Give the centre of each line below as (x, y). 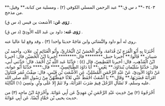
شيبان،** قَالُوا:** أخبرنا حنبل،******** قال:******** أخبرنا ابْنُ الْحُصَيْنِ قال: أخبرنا (81, 56)
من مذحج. (14, 12)
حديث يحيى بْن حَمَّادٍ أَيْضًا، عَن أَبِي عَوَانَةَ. (41, 98)
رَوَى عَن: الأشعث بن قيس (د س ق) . (38, 22)
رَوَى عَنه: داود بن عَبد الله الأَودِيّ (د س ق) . (44, 32)
